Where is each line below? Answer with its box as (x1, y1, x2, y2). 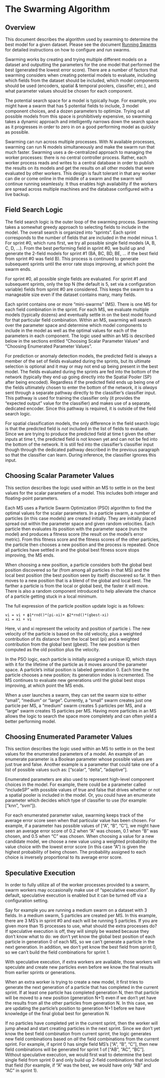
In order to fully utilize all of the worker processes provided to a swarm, (5, 882, 150, 888)
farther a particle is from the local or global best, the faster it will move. (5, 583, 149, 589)
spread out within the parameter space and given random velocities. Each (5, 520, 155, 526)
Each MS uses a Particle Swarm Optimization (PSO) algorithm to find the (5, 505, 152, 511)
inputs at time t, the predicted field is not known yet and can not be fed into (5, 436, 158, 442)
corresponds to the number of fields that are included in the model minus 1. (5, 234, 158, 241)
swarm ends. (5, 266, 32, 272)
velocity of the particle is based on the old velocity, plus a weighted (5, 630, 142, 637)
